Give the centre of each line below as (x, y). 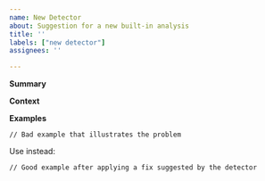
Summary (28, 84)
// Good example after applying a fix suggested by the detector (133, 168)
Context (25, 101)
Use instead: (33, 152)
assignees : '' (36, 51)
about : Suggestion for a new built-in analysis (99, 26)
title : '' (28, 34)
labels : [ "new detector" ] (57, 42)
